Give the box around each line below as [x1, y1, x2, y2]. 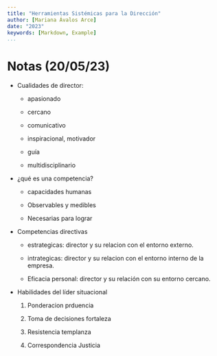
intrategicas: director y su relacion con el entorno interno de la [27, 254, 204, 263]
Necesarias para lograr [27, 214, 93, 223]
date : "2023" [7, 23, 45, 29]
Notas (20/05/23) [7, 59, 110, 74]
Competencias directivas [16, 228, 88, 236]
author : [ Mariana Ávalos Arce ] [7, 16, 97, 23]
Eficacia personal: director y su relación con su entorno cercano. [27, 275, 211, 283]
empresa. [27, 261, 55, 270]
